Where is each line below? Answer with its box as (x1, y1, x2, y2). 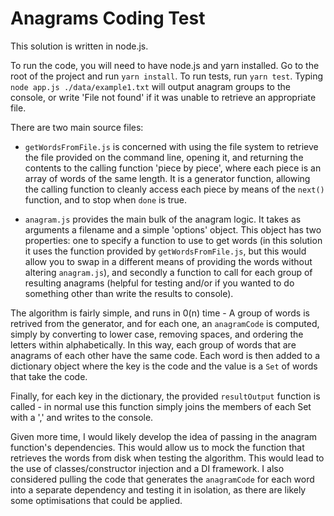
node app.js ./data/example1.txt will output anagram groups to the (10, 80, 291, 92)
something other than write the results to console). (24, 287, 234, 299)
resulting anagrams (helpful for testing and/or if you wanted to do (24, 277, 295, 289)
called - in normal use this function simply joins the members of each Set (10, 400, 312, 412)
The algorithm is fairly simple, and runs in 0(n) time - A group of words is (10, 307, 310, 319)
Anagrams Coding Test (10, 7, 206, 30)
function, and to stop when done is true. (24, 193, 188, 206)
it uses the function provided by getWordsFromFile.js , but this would (24, 245, 307, 257)
